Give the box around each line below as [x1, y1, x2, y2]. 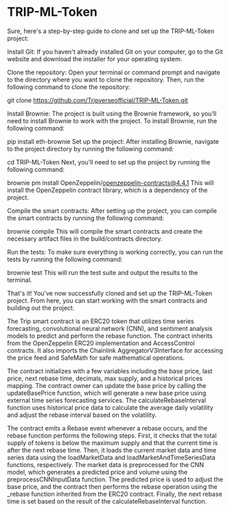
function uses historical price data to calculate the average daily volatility [7, 403, 214, 411]
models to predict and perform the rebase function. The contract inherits [7, 331, 213, 340]
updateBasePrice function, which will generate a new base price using [7, 389, 207, 397]
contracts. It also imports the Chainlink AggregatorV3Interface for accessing [7, 346, 223, 354]
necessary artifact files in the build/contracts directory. [7, 235, 163, 243]
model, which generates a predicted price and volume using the [7, 468, 187, 476]
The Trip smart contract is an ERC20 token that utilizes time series [7, 317, 194, 325]
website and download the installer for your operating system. [7, 54, 183, 63]
